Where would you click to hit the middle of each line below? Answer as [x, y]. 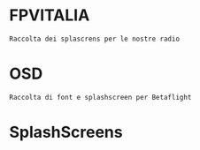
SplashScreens [66, 132]
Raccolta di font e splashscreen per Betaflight [100, 97]
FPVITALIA [50, 15]
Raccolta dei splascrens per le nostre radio [94, 39]
